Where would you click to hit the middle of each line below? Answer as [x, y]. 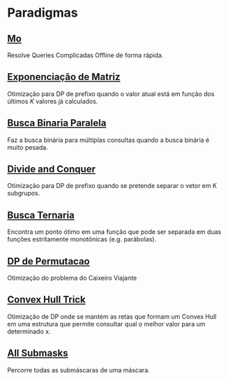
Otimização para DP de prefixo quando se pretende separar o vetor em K [112, 186]
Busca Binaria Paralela [57, 123]
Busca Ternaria [41, 215]
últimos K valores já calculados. [53, 101]
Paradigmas [43, 13]
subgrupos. [24, 193]
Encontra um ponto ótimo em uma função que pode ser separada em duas [114, 232]
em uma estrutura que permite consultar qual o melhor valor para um [106, 324]
